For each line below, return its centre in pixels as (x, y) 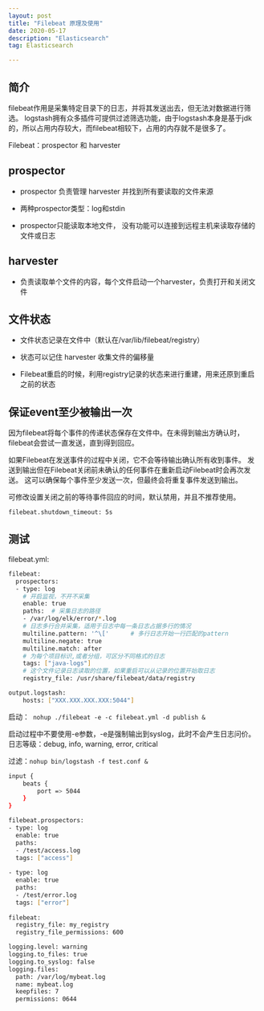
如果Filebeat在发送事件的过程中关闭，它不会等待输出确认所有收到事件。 (127, 460)
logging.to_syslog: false (51, 962)
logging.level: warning (48, 947)
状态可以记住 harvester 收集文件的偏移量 (87, 357)
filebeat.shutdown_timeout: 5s (61, 512)
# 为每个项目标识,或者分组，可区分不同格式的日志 (94, 656)
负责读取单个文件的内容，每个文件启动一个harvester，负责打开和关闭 (134, 281)
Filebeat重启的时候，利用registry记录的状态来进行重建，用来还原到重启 (137, 374)
